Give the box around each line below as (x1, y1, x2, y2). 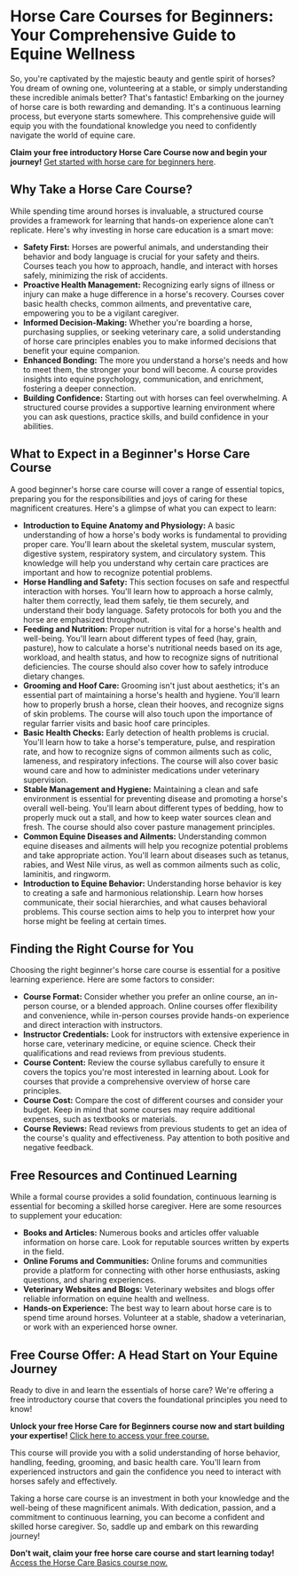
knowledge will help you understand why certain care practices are (22, 557, 269, 568)
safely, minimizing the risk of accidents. (22, 270, 168, 280)
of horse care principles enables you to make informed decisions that (22, 335, 278, 347)
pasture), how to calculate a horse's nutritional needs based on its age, (22, 642, 283, 653)
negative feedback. (22, 1142, 94, 1153)
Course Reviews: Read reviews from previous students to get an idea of (22, 1124, 287, 1134)
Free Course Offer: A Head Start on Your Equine (10, 1347, 278, 1362)
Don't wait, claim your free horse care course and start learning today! (10, 1548, 275, 1558)
